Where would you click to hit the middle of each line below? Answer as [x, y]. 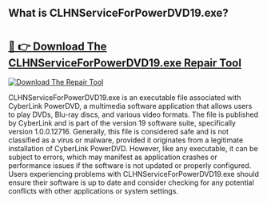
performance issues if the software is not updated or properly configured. [130, 166]
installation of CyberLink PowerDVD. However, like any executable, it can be [133, 148]
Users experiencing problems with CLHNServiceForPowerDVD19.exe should [134, 174]
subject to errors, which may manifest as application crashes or [113, 157]
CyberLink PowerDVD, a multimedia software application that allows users [130, 106]
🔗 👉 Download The [58, 46]
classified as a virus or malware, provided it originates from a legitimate [126, 140]
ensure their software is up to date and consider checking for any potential [131, 182]
